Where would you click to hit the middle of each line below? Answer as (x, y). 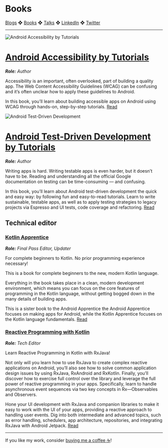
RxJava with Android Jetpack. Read (42, 425)
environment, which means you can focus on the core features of (72, 288)
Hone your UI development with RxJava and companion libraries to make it (82, 404)
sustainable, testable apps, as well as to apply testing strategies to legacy (81, 202)
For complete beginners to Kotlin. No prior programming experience (75, 258)
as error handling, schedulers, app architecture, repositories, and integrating (84, 420)
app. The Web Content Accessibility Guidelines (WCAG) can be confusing (81, 86)
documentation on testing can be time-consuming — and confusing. (75, 182)
